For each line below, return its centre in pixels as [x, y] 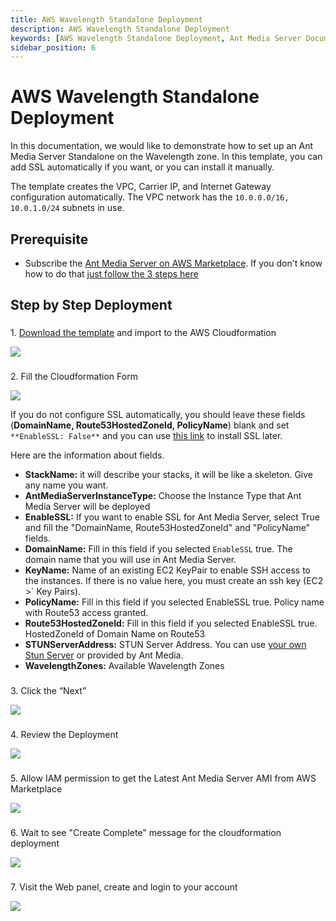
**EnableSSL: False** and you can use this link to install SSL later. [146, 436]
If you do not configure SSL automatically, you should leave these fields [158, 415]
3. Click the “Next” [48, 691]
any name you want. [66, 485]
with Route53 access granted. [86, 613]
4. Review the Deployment [64, 735]
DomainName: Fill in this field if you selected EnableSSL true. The [158, 549]
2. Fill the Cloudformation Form [74, 377]
